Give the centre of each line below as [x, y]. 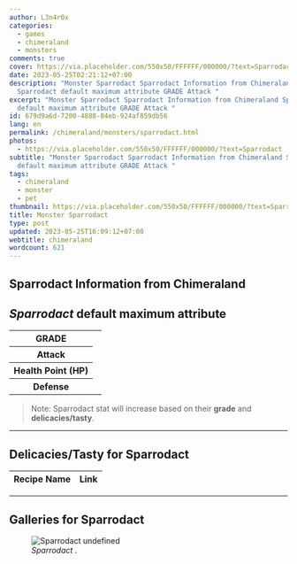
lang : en [25, 125]
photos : [23, 141]
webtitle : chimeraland [51, 240]
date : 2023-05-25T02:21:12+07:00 [71, 75]
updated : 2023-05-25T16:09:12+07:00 [76, 231]
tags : [19, 174]
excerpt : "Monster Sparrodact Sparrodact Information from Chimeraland [144, 100]
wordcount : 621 [37, 248]
